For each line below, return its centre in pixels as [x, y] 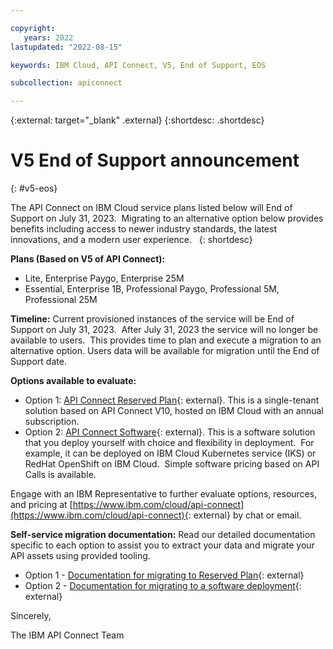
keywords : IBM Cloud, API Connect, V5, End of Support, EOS [138, 65]
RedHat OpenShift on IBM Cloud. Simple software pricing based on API [172, 464]
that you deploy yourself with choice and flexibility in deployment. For [169, 443]
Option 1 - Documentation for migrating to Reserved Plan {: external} [164, 575]
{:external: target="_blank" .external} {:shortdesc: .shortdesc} [137, 120]
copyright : [33, 28]
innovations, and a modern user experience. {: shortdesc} [131, 240]
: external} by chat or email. [245, 515]
